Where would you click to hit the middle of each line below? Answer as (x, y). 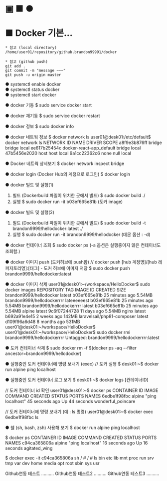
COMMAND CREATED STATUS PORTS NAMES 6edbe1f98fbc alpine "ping (81, 396)
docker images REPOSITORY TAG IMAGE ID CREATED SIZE (66, 290)
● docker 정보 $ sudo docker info (40, 126)
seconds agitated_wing (29, 448)
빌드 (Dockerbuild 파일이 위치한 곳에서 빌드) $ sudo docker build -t (79, 223)
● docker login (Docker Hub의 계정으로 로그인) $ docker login (68, 174)
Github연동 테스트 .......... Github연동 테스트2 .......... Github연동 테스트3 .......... (82, 473)
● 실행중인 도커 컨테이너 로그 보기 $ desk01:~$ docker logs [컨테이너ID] (77, 380)
